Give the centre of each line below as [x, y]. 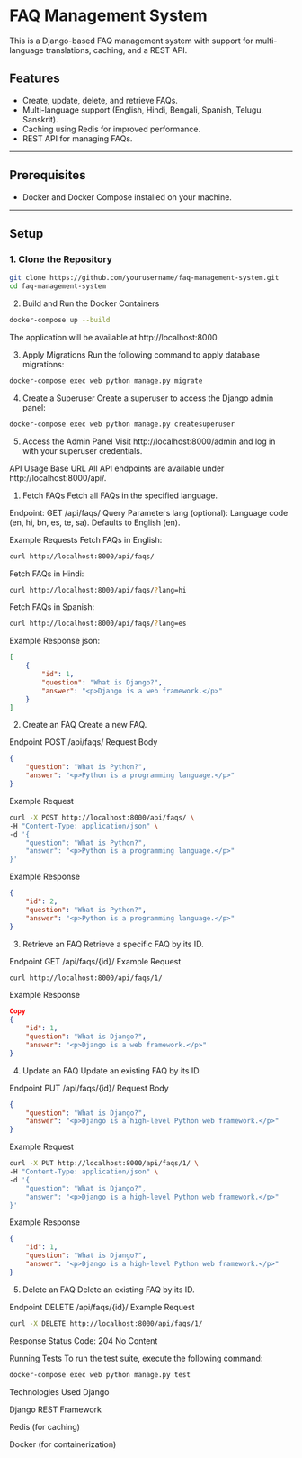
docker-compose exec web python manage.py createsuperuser [122, 424]
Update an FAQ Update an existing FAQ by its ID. [112, 1070]
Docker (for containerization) [63, 1444]
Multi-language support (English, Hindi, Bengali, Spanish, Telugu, [142, 110]
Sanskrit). [40, 119]
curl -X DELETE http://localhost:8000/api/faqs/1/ [106, 1323]
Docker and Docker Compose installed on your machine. [127, 197]
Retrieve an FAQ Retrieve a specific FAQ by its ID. [113, 944]
